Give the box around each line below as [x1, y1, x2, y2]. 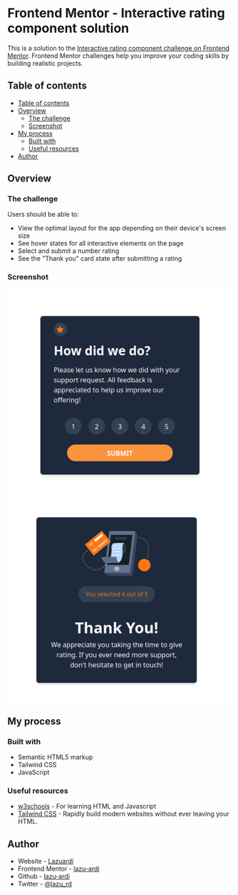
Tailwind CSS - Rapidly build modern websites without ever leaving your [17, 809, 229, 819]
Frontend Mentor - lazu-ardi [17, 864, 100, 873]
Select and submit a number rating [17, 246, 120, 255]
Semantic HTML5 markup [17, 753, 93, 761]
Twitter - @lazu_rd [17, 880, 73, 889]
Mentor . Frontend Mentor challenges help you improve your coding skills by [7, 51, 229, 60]
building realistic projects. [7, 59, 83, 67]
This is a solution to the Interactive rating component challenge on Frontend [7, 44, 230, 52]
